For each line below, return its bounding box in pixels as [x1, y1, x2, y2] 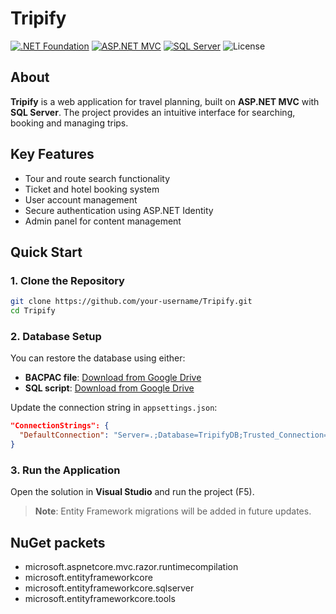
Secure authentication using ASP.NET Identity [24, 204, 214, 216]
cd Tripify [10, 306, 56, 316]
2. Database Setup [10, 329, 102, 343]
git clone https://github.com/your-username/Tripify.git [10, 297, 253, 307]
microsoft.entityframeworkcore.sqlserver [24, 582, 195, 594]
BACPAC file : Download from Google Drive [24, 372, 202, 384]
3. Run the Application [10, 463, 121, 477]
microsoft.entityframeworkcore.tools [24, 593, 176, 605]
